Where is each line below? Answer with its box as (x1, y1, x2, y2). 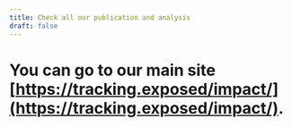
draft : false (9, 21, 58, 30)
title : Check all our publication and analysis (9, 13, 191, 22)
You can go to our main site (9, 60, 217, 80)
